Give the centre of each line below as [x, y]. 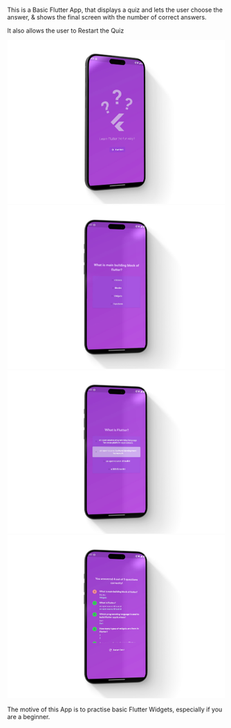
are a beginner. [29, 717]
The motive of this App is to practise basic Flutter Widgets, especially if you [115, 709]
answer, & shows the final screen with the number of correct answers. [107, 17]
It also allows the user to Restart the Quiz [66, 30]
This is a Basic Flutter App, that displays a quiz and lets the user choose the [115, 10]
